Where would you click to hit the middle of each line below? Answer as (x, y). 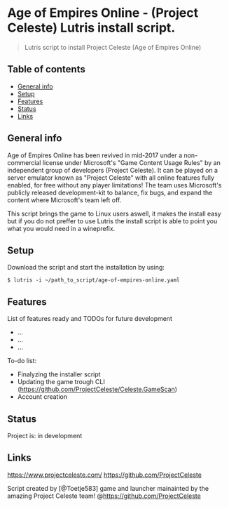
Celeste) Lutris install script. (91, 28)
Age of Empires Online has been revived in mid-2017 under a (95, 155)
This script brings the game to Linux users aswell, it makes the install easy (114, 213)
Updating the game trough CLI (61, 382)
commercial (24, 162)
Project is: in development (45, 436)
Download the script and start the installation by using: (86, 268)
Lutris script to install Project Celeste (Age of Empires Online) (113, 47)
